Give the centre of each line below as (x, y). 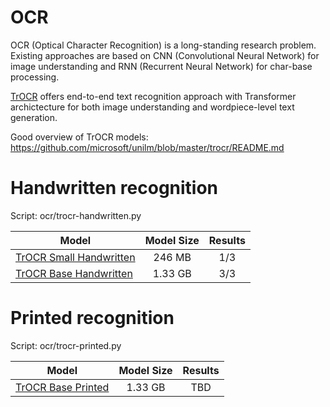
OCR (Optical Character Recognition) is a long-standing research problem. (163, 45)
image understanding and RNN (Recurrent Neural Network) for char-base (161, 66)
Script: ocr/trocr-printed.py (66, 345)
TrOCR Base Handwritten (74, 273)
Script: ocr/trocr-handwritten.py (76, 215)
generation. (34, 117)
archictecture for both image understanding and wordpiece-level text (152, 107)
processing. (35, 77)
